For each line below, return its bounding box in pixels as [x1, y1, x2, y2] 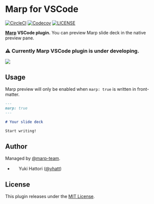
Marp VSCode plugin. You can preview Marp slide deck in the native [5, 29, 146, 35]
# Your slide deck [5, 119, 43, 124]
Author [5, 142, 27, 151]
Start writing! [5, 128, 37, 133]
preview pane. [5, 35, 35, 41]
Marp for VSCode [5, 3, 78, 15]
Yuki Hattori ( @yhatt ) [18, 166, 62, 172]
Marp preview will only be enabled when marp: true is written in [5, 86, 137, 92]
